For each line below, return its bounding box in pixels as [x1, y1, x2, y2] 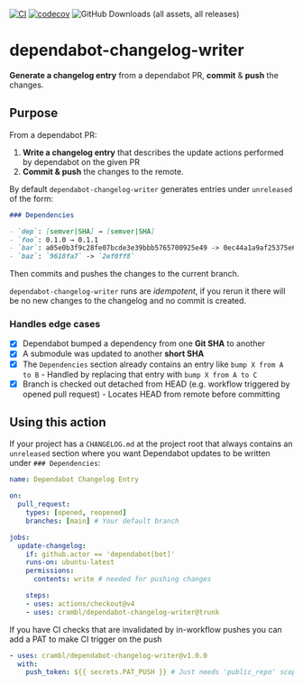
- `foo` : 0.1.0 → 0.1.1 [9, 235, 99, 244]
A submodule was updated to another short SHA [22, 348, 205, 360]
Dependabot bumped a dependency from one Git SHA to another [22, 338, 266, 349]
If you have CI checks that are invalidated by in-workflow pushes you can [9, 624, 282, 635]
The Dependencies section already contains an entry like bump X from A [22, 359, 284, 370]
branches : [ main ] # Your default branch [25, 516, 179, 525]
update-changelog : [17, 541, 87, 550]
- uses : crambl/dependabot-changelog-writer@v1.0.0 [9, 651, 207, 660]
